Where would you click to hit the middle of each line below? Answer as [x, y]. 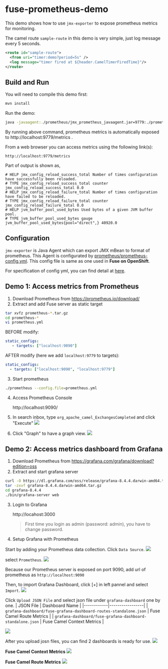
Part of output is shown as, [33, 165]
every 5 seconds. [23, 43]
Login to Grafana [30, 505]
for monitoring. [20, 28]
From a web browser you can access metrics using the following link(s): [79, 147]
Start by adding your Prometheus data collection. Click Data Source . [75, 549]
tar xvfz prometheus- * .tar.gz [37, 313]
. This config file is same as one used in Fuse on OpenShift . [88, 261]
